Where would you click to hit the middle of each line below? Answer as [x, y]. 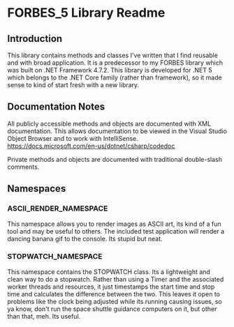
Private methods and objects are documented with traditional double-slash [115, 159]
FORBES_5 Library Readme [86, 13]
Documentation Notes [56, 107]
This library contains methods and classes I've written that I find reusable [113, 55]
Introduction [35, 39]
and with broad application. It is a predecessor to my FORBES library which [115, 63]
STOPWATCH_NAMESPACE [55, 257]
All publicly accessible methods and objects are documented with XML [109, 123]
